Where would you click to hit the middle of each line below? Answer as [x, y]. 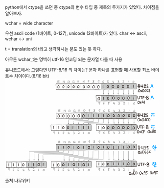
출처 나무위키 [18, 180]
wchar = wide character [29, 23]
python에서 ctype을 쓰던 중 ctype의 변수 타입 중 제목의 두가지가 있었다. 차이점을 [82, 7]
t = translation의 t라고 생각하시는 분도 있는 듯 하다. [54, 49]
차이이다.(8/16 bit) [32, 76]
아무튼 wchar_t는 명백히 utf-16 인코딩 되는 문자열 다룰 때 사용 [64, 59]
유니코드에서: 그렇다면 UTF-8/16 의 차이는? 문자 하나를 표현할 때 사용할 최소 [78, 70]
